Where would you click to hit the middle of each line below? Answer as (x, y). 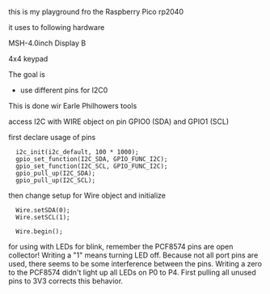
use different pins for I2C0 (64, 90)
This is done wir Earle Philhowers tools (73, 106)
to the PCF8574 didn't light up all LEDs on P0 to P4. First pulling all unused (132, 272)
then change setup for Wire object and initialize (87, 195)
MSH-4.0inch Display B (47, 43)
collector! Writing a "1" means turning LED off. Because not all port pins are (133, 255)
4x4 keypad (28, 59)
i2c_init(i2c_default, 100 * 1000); (77, 152)
